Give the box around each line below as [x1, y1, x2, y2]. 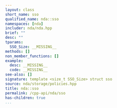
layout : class [5, 7, 35, 12]
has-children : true [5, 95, 46, 100]
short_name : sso [5, 12, 39, 17]
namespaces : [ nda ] [5, 21, 43, 26]
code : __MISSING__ [9, 68, 48, 73]
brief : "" [5, 30, 26, 35]
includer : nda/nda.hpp [5, 26, 52, 31]
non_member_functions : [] [5, 53, 59, 59]
